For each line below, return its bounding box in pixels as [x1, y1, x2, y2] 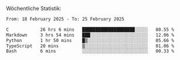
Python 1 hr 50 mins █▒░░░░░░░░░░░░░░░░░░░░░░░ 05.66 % [6, 37, 175, 43]
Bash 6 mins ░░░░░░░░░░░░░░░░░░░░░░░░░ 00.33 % [6, 48, 175, 54]
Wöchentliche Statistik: [6, 5, 62, 12]
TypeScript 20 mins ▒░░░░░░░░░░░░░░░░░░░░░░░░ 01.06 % [6, 43, 175, 49]
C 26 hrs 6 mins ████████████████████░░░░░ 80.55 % [6, 26, 175, 33]
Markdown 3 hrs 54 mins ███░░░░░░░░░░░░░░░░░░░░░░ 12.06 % [6, 32, 175, 38]
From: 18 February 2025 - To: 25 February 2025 [6, 16, 125, 22]
